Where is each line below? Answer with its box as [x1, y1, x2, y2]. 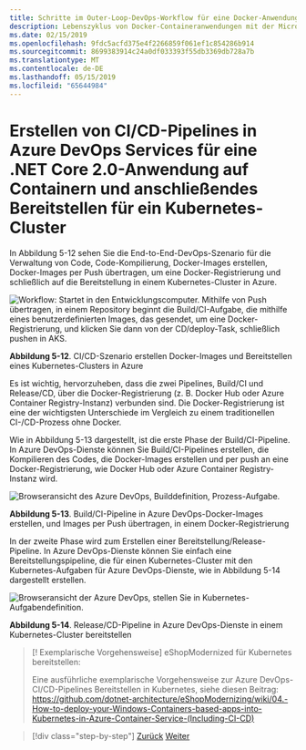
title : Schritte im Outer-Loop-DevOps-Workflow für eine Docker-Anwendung [9, 13, 300, 23]
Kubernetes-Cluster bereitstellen [9, 629, 132, 640]
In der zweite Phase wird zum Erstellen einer [9, 535, 177, 547]
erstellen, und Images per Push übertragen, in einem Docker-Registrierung [9, 518, 290, 529]
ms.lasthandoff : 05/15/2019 [9, 73, 117, 82]
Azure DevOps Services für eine [9, 139, 258, 160]
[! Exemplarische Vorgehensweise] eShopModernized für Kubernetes [31, 646, 292, 657]
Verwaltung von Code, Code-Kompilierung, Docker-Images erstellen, [9, 257, 268, 268]
